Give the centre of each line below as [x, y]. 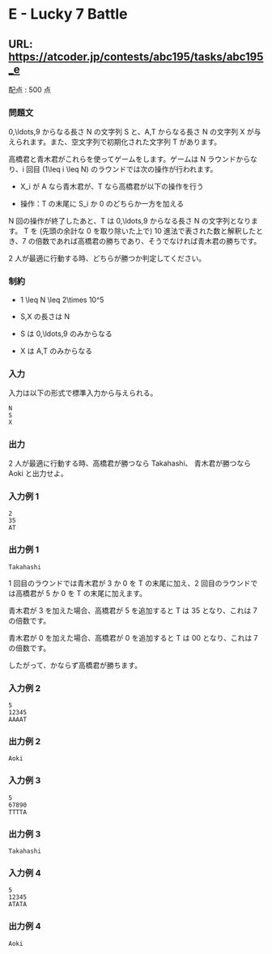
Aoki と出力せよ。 [38, 474]
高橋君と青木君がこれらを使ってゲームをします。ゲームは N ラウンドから [130, 160]
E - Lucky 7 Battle [68, 14]
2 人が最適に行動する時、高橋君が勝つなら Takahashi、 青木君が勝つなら [130, 463]
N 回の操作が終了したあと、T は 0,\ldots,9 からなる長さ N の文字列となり [130, 221]
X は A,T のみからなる [56, 351]
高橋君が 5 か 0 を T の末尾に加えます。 [81, 593]
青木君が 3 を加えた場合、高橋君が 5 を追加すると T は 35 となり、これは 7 [133, 610]
